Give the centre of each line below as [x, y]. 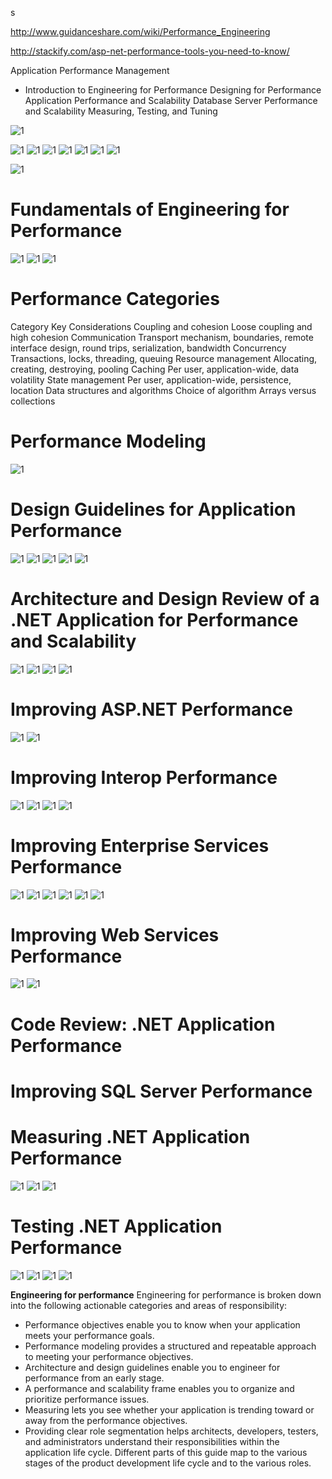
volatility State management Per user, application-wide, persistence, [151, 379]
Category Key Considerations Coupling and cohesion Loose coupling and [161, 326]
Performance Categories [115, 299]
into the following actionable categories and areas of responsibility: [149, 1305]
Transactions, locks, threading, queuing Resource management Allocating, [164, 358]
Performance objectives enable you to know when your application [162, 1324]
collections [33, 401]
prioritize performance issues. [87, 1399]
